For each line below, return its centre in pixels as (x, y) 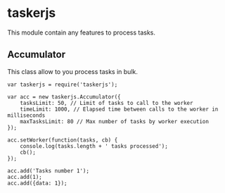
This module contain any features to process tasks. (82, 32)
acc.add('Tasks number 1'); (49, 170)
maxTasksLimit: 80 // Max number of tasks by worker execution (115, 121)
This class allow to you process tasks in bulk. (73, 71)
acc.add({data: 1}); (38, 183)
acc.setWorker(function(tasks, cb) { (63, 140)
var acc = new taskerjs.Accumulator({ (64, 96)
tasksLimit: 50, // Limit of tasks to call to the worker (107, 103)
